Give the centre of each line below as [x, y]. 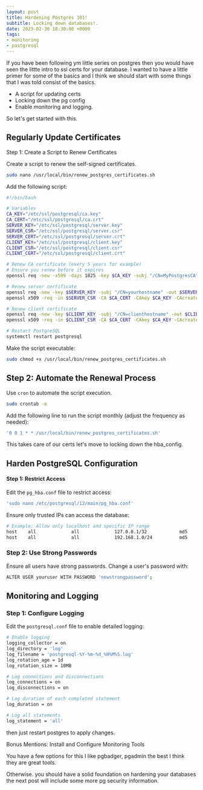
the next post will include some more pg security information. [82, 780]
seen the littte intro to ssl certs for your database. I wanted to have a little [97, 69]
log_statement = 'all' [35, 721]
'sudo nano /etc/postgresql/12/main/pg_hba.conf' [70, 503]
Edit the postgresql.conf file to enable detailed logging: [75, 627]
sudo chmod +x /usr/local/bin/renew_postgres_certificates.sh [86, 359]
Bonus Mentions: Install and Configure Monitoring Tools [76, 744]
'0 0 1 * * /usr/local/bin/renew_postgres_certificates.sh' [84, 433]
